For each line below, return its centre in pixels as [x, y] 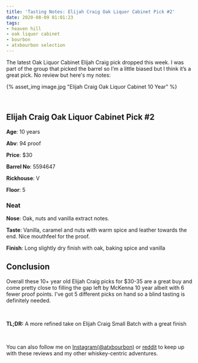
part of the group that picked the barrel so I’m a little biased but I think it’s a [99, 68]
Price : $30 [19, 155]
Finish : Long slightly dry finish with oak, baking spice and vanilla [86, 248]
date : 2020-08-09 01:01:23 [40, 17]
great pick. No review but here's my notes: [59, 75]
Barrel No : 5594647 [31, 166]
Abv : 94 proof [24, 143]
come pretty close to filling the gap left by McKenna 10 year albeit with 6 [95, 287]
